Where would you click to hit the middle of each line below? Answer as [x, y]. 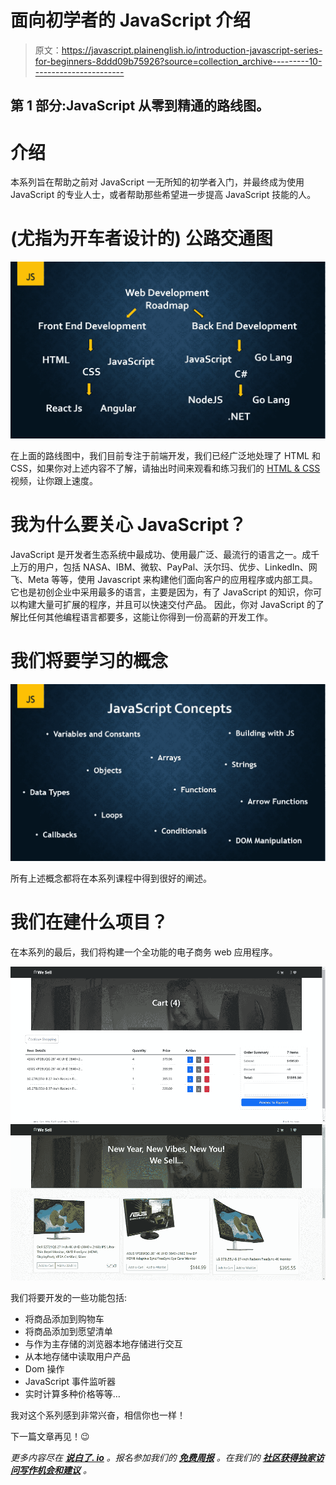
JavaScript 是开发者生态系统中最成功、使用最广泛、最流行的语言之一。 [156, 555]
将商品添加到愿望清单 [68, 1331]
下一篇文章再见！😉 [50, 1436]
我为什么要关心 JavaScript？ [128, 525]
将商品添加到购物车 [64, 1318]
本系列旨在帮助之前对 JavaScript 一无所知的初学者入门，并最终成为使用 [157, 182]
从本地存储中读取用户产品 [77, 1356]
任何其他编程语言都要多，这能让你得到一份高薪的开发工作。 [150, 617]
